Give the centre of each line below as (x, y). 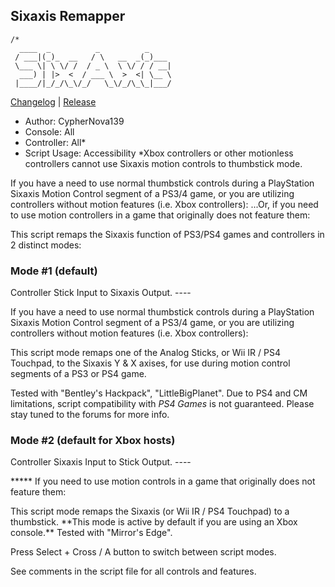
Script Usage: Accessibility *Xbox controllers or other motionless (159, 153)
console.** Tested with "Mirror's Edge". (91, 533)
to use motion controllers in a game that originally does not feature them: (160, 215)
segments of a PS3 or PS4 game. (78, 374)
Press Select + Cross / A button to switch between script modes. (143, 552)
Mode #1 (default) (54, 271)
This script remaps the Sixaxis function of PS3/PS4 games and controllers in (167, 234)
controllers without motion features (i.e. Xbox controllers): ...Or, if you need (164, 204)
